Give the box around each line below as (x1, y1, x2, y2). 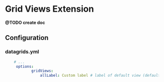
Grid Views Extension (5, 3, 94, 15)
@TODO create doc (5, 20, 45, 25)
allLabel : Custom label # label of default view (40, 73, 141, 78)
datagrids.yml (5, 48, 40, 55)
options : (16, 64, 34, 69)
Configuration (5, 34, 49, 42)
